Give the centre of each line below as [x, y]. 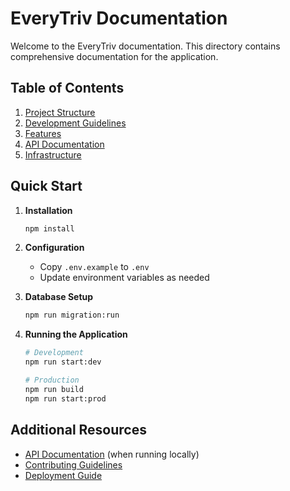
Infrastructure [53, 154]
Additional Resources [78, 430]
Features [43, 133]
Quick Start [46, 186]
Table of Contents [67, 88]
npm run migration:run [72, 315]
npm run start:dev [63, 362]
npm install [49, 228]
